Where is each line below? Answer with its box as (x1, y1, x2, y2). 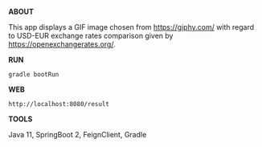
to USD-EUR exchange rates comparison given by (8, 31, 174, 40)
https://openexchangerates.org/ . (8, 39, 116, 49)
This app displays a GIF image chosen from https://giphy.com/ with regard (8, 22, 255, 31)
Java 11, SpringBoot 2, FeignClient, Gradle (8, 130, 147, 139)
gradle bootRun (8, 71, 59, 79)
